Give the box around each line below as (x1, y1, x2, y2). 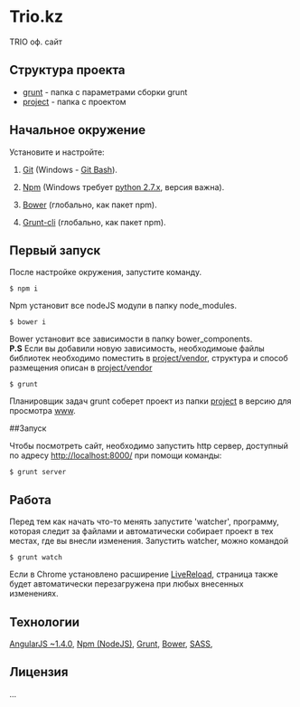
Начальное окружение (9, 122, 146, 138)
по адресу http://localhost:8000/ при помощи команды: (9, 450, 222, 461)
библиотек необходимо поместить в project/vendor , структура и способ (9, 353, 289, 364)
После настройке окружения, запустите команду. (9, 267, 202, 278)
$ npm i (9, 284, 39, 293)
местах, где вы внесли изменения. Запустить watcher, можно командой (9, 536, 289, 547)
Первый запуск (9, 243, 101, 258)
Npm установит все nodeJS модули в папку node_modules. (9, 301, 238, 311)
